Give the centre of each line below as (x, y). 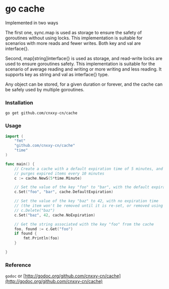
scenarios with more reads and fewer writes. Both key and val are (73, 43)
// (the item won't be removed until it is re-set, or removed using (89, 206)
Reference (18, 265)
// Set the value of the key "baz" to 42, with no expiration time (86, 201)
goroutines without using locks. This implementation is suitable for (74, 38)
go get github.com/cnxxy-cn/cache (41, 113)
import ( (14, 136)
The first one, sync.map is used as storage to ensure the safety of (73, 32)
